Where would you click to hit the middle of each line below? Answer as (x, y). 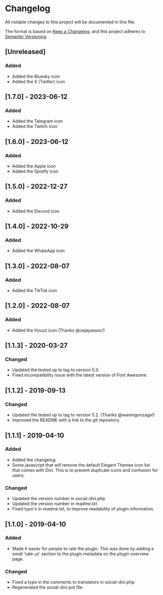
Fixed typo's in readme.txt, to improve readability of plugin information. (83, 509)
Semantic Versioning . (26, 36)
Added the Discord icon (36, 211)
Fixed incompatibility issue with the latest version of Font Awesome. (80, 375)
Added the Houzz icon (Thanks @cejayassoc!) (58, 330)
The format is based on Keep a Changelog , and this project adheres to (75, 31)
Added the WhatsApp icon (38, 251)
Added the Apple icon (34, 166)
